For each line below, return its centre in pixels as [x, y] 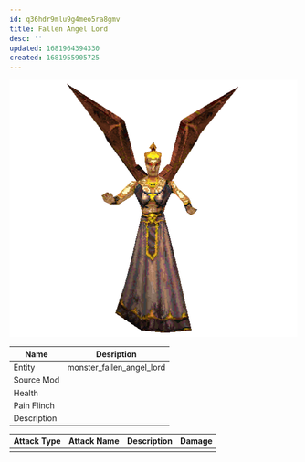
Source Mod [37, 380]
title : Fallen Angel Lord [58, 29]
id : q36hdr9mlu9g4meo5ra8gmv [65, 19]
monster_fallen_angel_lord [116, 367]
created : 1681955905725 [55, 58]
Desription [116, 354]
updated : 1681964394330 [55, 48]
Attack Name [94, 441]
